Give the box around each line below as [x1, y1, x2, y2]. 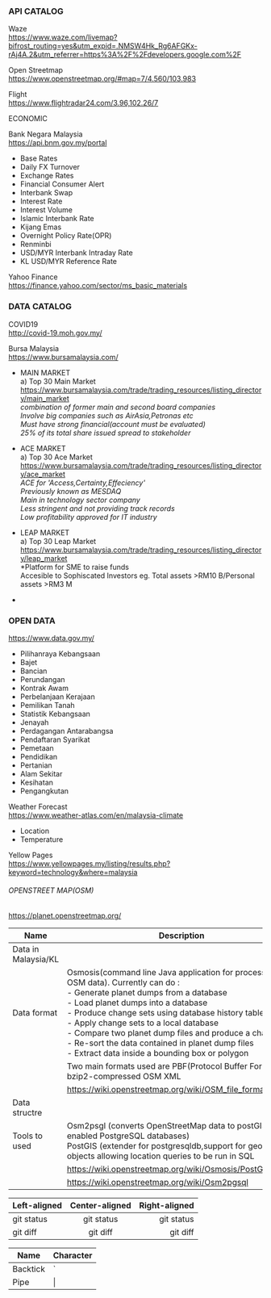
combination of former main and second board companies [19, 402, 216, 412]
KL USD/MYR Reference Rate [19, 257, 118, 266]
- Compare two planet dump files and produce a [66, 1028, 251, 1039]
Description [158, 930, 205, 941]
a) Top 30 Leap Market [19, 536, 97, 546]
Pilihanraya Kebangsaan [19, 648, 101, 659]
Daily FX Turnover [19, 162, 81, 172]
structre [12, 1107, 43, 1119]
